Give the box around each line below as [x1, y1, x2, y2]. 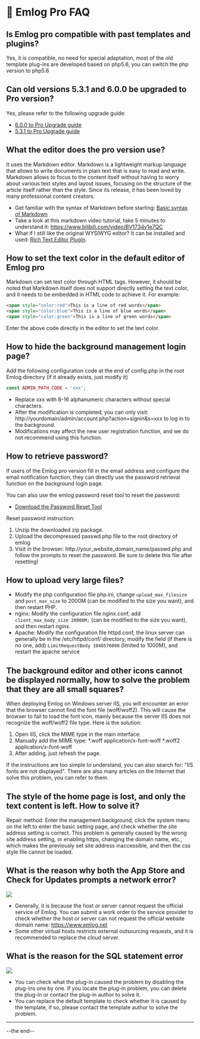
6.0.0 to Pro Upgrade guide [14, 121, 82, 128]
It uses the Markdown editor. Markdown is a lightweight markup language [6, 161, 186, 168]
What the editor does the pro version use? [6, 145, 165, 155]
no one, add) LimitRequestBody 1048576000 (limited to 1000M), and [14, 642, 178, 649]
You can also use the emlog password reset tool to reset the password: [6, 491, 180, 499]
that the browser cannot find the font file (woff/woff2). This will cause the [6, 707, 186, 714]
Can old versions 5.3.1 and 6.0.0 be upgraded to [6, 84, 187, 94]
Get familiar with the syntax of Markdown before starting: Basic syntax [14, 204, 188, 211]
